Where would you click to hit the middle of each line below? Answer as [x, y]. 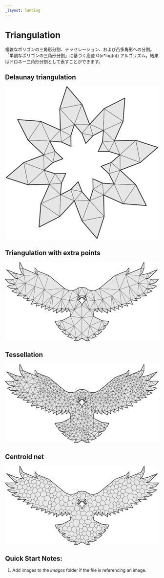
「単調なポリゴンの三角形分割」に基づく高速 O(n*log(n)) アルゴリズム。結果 [82, 55]
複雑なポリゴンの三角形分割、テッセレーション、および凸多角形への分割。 [80, 49]
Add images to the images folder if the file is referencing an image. [79, 570]
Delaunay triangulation [41, 77]
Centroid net [24, 456]
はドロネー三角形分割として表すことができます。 [54, 62]
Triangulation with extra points [53, 253]
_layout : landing [23, 10]
